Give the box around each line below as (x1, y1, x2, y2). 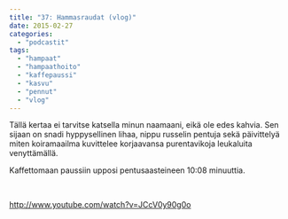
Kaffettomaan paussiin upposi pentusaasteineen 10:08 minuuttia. (9, 165, 245, 176)
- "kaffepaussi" (17, 71, 77, 80)
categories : (9, 29, 53, 38)
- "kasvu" (17, 79, 53, 88)
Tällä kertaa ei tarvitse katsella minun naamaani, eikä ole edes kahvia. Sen (9, 120, 279, 130)
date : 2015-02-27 (9, 21, 74, 30)
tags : (9, 46, 29, 55)
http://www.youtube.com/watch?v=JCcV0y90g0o (9, 199, 191, 210)
